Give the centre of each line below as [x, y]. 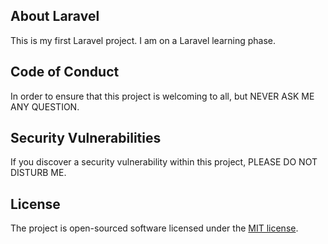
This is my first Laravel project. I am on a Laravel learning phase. [143, 40]
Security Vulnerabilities [86, 138]
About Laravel [55, 16]
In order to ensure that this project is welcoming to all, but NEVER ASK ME [162, 96]
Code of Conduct [65, 72]
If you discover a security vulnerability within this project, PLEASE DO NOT [164, 162]
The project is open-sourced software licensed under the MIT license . [154, 228]
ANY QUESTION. [45, 106]
